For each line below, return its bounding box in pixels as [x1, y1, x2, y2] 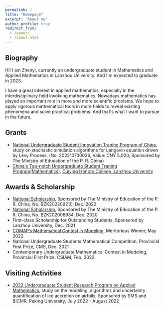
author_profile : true [5, 21, 50, 26]
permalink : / [5, 7, 32, 12]
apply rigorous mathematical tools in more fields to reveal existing [5, 103, 141, 109]
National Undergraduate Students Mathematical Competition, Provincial [12, 238, 160, 244]
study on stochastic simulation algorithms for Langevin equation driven [12, 147, 159, 153]
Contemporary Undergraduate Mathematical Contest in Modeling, [12, 249, 148, 255]
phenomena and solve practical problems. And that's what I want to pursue [5, 108, 160, 114]
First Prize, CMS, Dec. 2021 [12, 243, 69, 250]
